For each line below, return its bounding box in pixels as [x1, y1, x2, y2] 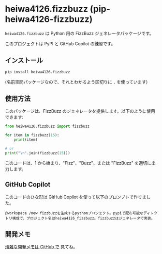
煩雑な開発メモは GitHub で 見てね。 [5, 244, 78, 250]
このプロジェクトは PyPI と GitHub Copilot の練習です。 [5, 40, 116, 47]
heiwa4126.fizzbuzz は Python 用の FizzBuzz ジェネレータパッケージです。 [5, 30, 154, 36]
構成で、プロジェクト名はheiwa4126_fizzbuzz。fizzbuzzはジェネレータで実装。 [12, 216, 155, 220]
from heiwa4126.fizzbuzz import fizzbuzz [5, 124, 90, 129]
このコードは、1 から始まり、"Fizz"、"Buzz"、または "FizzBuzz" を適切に [5, 160, 152, 166]
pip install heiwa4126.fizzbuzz [5, 69, 70, 74]
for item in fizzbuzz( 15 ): [5, 133, 59, 138]
